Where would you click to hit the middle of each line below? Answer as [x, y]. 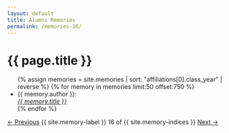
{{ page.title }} [50, 60]
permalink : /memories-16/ [44, 26]
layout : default [30, 13]
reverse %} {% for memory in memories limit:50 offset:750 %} [106, 87]
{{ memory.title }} [42, 101]
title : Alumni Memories [42, 20]
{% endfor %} [37, 109]
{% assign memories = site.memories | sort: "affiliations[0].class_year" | [120, 79]
